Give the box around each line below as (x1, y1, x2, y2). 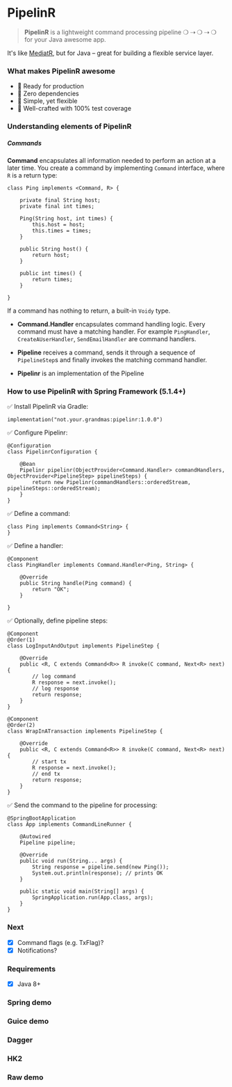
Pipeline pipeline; (19, 839, 76, 847)
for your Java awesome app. (24, 35, 106, 43)
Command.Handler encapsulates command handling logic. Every (17, 320, 206, 329)
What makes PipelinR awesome (7, 66, 116, 76)
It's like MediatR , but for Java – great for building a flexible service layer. (7, 49, 214, 57)
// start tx (32, 758, 67, 765)
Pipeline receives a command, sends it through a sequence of (17, 348, 196, 357)
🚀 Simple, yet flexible (17, 97, 78, 105)
